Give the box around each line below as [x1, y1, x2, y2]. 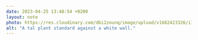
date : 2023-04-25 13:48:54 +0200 [6, 8, 88, 15]
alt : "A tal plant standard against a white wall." [6, 25, 136, 31]
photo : [6, 19, 22, 25]
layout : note [6, 14, 38, 20]
